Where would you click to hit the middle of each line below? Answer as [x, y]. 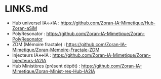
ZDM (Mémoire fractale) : [38, 44]
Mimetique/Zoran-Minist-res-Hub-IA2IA [54, 71]
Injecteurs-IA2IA [29, 60]
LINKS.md [26, 9]
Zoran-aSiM [25, 28]
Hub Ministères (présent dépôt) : [46, 66]
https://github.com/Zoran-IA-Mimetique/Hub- [108, 23]
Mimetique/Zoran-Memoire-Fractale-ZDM [56, 50]
